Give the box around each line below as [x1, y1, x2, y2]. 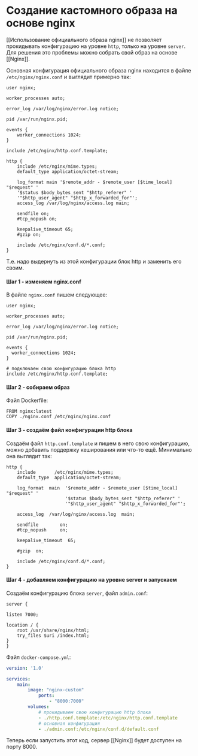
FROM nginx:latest [6, 409, 52, 415]
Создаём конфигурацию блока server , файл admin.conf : [6, 589, 148, 597]
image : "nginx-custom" [28, 687, 84, 693]
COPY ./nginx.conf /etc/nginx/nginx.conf [6, 414, 111, 420]
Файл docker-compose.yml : [6, 654, 71, 661]
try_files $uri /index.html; [17, 633, 90, 639]
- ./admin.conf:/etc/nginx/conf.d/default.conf [38, 726, 160, 732]
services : [6, 676, 31, 682]
